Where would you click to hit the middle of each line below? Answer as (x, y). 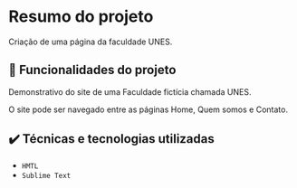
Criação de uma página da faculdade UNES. (91, 42)
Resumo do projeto (81, 17)
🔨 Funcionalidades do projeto (92, 70)
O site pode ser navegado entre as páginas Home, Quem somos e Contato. (148, 109)
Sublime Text (46, 175)
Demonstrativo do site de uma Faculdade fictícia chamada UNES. (130, 91)
